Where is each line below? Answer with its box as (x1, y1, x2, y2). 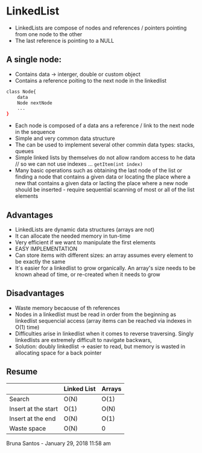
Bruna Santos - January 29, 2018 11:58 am (6, 439, 111, 447)
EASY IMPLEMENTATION (14, 245, 77, 252)
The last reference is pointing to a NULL (14, 37, 115, 44)
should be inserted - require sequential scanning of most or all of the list (14, 186, 195, 194)
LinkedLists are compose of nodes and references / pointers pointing (14, 24, 187, 31)
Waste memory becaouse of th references (14, 304, 121, 311)
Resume (6, 367, 38, 377)
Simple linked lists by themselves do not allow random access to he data (14, 154, 195, 161)
